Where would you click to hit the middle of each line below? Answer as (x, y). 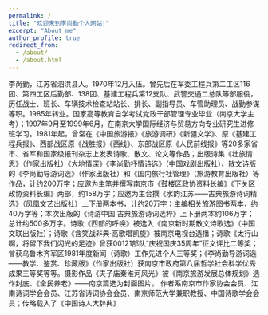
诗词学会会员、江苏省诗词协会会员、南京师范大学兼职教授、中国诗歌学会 (134, 293)
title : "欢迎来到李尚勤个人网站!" (59, 23)
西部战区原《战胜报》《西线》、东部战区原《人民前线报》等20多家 (145, 144)
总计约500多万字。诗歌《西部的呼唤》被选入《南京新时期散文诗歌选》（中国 (132, 223)
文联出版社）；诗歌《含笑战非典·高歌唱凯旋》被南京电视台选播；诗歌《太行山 (134, 233)
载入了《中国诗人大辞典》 (78, 303)
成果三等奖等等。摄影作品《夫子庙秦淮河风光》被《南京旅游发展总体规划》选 (134, 273)
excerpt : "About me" (43, 30)
